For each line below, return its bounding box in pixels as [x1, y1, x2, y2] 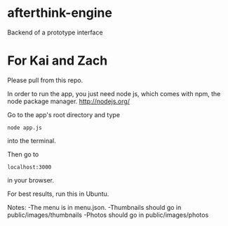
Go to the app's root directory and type [7, 110, 121, 119]
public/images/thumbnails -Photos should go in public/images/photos [7, 211, 209, 219]
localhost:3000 [7, 164, 52, 171]
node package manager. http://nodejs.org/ [7, 97, 130, 105]
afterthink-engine [7, 5, 112, 21]
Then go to [7, 149, 39, 159]
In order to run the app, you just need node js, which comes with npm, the [7, 89, 221, 98]
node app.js [7, 124, 42, 131]
